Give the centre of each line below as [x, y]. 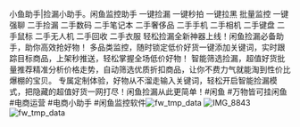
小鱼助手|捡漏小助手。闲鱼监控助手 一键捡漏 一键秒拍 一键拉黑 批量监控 [140, 14]
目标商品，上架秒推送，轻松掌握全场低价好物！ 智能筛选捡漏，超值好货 [147, 58]
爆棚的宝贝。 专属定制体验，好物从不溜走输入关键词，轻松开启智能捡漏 [139, 80]
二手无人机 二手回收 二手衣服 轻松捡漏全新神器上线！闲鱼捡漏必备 [155, 36]
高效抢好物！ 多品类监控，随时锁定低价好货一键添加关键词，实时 [158, 47]
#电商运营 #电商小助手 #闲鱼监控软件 [78, 103]
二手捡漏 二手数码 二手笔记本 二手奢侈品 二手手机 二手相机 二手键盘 [150, 25]
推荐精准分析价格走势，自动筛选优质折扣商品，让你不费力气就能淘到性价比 [154, 69]
